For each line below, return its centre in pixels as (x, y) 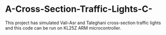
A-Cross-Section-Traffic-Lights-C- (79, 9)
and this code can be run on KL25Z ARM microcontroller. (63, 28)
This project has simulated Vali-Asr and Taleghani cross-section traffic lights (83, 23)
